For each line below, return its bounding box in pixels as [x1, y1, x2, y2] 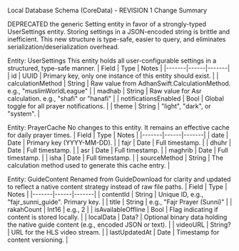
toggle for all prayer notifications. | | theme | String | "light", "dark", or [7, 102, 212, 110]
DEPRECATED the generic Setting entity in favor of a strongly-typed [7, 20, 207, 28]
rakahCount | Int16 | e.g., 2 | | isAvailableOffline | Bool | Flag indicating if [7, 205, 219, 213]
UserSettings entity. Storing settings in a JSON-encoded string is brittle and [7, 28, 230, 36]
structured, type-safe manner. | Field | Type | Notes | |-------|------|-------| [7, 64, 230, 72]
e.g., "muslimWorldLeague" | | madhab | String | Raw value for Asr [7, 87, 202, 95]
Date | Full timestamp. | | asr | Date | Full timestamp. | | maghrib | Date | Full [7, 146, 228, 154]
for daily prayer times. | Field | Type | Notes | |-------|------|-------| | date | [7, 131, 228, 139]
